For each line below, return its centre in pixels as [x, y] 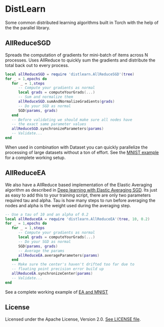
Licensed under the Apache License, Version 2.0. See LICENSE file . [73, 319]
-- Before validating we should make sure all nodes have [72, 120]
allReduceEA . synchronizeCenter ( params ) [52, 274]
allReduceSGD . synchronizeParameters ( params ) [58, 129]
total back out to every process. [37, 65]
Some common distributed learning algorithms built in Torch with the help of [82, 22]
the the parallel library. [28, 27]
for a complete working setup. [35, 157]
